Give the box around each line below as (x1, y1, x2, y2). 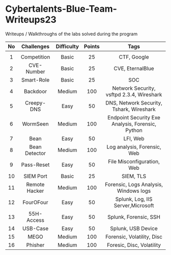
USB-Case (22, 225, 49, 232)
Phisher (26, 241, 45, 248)
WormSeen (22, 120, 49, 127)
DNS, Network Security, (105, 99, 163, 106)
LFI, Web (123, 135, 145, 142)
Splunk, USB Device (110, 225, 158, 232)
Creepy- (25, 99, 46, 106)
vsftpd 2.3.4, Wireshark (105, 91, 162, 98)
